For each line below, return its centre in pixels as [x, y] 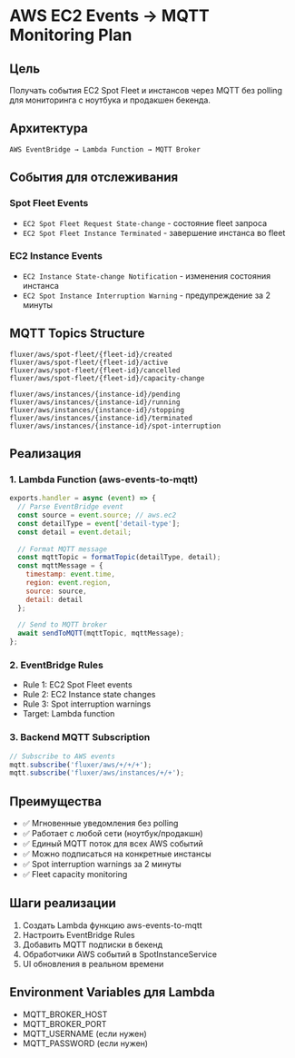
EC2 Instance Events [56, 256]
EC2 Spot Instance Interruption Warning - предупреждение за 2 [146, 295]
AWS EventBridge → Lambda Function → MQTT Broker [105, 149]
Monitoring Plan [71, 35]
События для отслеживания [94, 178]
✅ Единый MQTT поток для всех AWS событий [113, 844]
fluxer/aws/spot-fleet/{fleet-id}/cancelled [95, 370]
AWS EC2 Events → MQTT [110, 16]
